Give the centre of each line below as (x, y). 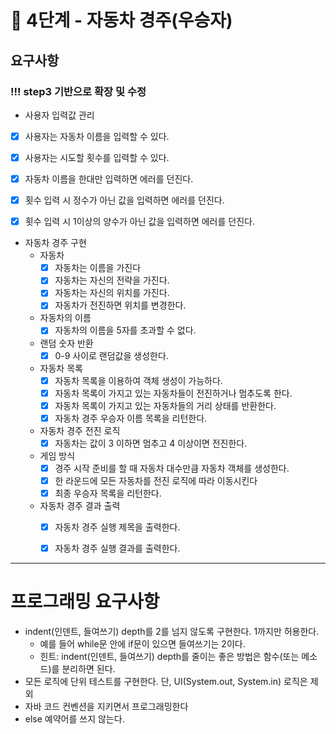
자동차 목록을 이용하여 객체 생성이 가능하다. (138, 380)
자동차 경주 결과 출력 (80, 506)
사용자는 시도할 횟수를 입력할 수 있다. (97, 157)
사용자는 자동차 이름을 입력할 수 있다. (97, 136)
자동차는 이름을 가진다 (98, 268)
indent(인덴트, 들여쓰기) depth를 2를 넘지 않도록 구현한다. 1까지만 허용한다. (172, 632)
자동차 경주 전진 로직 (80, 430)
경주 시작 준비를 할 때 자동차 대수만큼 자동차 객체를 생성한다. (172, 468)
